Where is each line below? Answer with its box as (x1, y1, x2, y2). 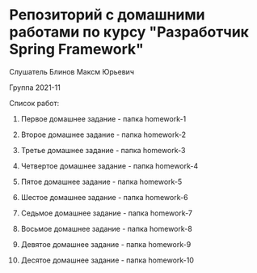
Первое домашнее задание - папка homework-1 (20, 113, 187, 123)
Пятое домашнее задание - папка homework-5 (20, 177, 183, 186)
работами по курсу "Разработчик (9, 23, 250, 41)
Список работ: (9, 98, 60, 108)
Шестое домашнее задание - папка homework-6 (20, 192, 188, 202)
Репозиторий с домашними (9, 6, 205, 24)
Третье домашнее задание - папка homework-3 (20, 145, 186, 155)
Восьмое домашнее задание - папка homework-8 (20, 224, 192, 233)
